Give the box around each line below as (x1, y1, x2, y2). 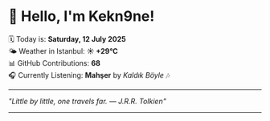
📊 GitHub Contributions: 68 (8, 58, 100, 67)
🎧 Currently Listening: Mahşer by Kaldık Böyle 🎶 (8, 70, 170, 79)
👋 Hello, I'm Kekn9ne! (8, 7, 155, 26)
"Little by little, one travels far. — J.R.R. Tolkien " (8, 96, 166, 106)
